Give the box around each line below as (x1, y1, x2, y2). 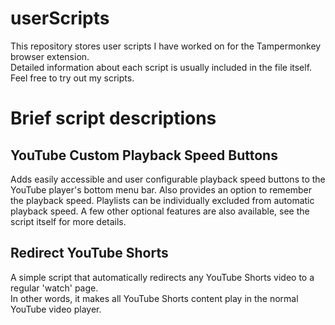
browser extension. (10, 50, 90, 62)
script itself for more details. (10, 215, 127, 227)
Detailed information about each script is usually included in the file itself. (10, 61, 313, 73)
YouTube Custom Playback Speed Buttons (10, 147, 278, 164)
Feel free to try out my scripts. (10, 72, 135, 84)
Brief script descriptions (10, 107, 217, 130)
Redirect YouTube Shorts (10, 245, 169, 262)
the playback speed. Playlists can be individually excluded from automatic (10, 194, 315, 206)
